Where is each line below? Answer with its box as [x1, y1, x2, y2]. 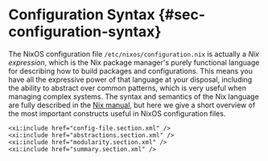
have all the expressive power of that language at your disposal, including [8, 74, 253, 84]
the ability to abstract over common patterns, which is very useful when [8, 83, 247, 93]
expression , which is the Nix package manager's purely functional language [8, 58, 260, 67]
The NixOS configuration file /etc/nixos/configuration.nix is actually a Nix [8, 49, 260, 58]
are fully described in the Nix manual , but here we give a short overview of [8, 100, 256, 110]
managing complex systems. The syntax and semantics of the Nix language [8, 91, 259, 101]
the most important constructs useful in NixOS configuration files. [8, 108, 226, 118]
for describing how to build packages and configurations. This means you [8, 66, 254, 75]
